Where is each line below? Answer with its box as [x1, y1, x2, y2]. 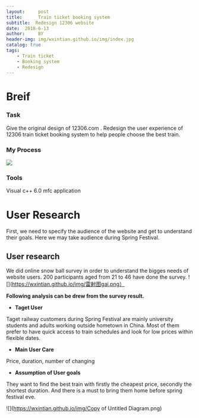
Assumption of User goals [14, 369, 81, 376]
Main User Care [14, 346, 55, 353]
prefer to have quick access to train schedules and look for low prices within [6, 328, 193, 335]
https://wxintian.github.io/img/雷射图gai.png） [11, 280, 125, 288]
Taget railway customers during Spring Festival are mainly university [6, 316, 173, 323]
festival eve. [6, 394, 36, 401]
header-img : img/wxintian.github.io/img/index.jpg [6, 36, 134, 42]
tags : [6, 48, 20, 54]
